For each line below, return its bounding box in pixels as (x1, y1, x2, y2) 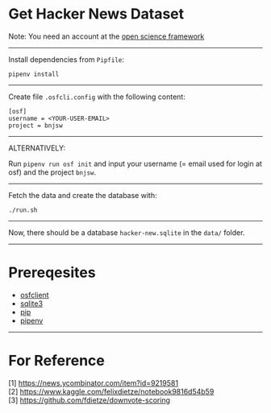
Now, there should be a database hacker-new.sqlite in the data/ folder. (8, 227, 245, 237)
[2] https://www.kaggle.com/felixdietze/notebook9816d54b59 (8, 386, 215, 396)
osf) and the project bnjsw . (8, 167, 97, 177)
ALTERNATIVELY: (8, 142, 66, 153)
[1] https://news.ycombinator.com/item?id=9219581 (8, 378, 179, 387)
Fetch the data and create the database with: (8, 190, 157, 200)
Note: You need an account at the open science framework (8, 31, 205, 41)
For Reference (8, 352, 105, 370)
